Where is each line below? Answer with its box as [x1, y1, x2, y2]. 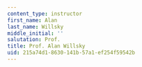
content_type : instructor [7, 10, 82, 17]
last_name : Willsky [7, 23, 64, 30]
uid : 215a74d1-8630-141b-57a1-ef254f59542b [7, 50, 136, 57]
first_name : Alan [7, 17, 58, 24]
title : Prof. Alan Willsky [7, 43, 86, 50]
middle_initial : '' [7, 29, 64, 37]
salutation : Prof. [7, 36, 61, 43]
